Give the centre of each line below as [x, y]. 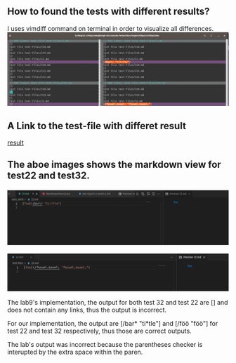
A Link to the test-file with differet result [97, 126]
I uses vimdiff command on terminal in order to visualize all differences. [111, 28]
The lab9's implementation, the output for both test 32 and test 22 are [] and [118, 303]
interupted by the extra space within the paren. [75, 352]
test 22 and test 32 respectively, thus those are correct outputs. [99, 331]
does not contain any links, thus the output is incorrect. [87, 310]
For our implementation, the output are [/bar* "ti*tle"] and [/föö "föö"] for [113, 324]
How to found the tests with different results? [109, 12]
